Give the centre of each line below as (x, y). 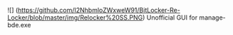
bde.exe (19, 25)
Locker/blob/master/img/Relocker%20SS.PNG (75, 17)
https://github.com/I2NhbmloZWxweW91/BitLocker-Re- (99, 10)
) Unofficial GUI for (170, 17)
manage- (212, 17)
